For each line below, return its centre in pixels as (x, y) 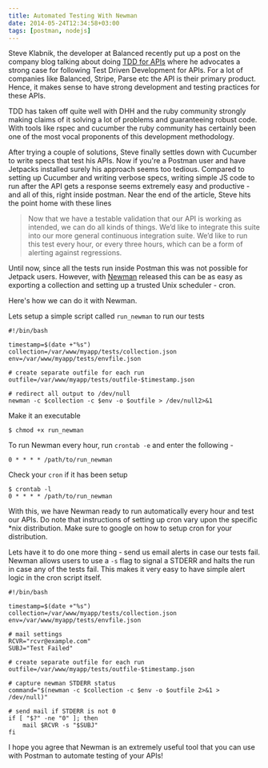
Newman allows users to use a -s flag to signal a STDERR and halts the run (132, 561)
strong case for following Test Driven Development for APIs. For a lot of (126, 70)
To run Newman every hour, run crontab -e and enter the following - (121, 446)
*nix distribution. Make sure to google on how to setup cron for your (120, 528)
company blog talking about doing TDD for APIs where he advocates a (124, 62)
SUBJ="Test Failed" (41, 649)
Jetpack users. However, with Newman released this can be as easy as (126, 277)
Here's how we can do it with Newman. (73, 301)
